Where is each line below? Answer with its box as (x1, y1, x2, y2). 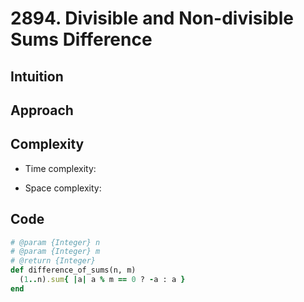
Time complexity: (24, 162, 97, 174)
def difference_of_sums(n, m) (10, 265, 137, 276)
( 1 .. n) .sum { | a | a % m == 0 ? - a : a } (19, 275, 186, 285)
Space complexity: (24, 182, 102, 194)
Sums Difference (10, 28, 153, 51)
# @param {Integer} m (10, 247, 101, 257)
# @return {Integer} (10, 256, 97, 266)
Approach (10, 102, 74, 119)
